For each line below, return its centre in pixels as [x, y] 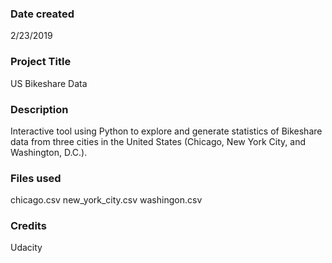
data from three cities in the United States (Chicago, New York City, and [158, 141]
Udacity [26, 248]
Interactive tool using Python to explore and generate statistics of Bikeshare [166, 131]
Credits [28, 226]
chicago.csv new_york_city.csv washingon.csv [106, 200]
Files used [36, 178]
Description [39, 109]
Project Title [41, 62]
